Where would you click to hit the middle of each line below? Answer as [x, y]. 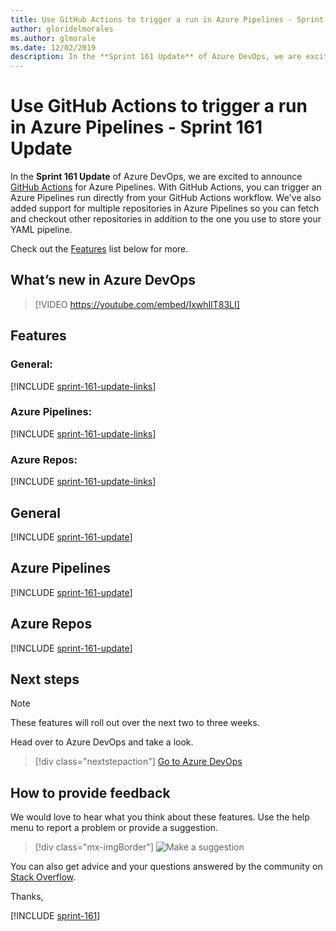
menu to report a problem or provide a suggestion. [114, 828]
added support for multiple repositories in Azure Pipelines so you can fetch [165, 208]
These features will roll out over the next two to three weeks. [135, 723]
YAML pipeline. [41, 230]
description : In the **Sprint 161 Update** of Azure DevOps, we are [156, 57]
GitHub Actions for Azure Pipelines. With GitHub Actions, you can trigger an [166, 187]
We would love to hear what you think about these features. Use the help [160, 817]
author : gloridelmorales [62, 29]
